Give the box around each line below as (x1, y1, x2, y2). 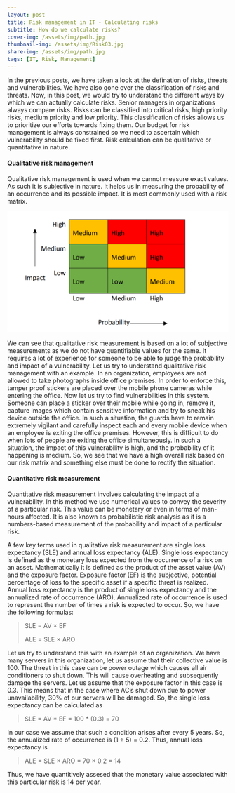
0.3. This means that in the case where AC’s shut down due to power (7, 686, 206, 694)
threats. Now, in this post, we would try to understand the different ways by (7, 91, 224, 99)
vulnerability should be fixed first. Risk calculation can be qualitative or (7, 135, 212, 144)
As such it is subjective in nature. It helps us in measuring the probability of (7, 182, 224, 191)
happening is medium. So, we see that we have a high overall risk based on (7, 451, 225, 459)
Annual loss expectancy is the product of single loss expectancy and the (7, 585, 217, 594)
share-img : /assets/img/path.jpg (7, 48, 105, 55)
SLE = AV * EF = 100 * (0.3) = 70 (24, 714, 119, 723)
